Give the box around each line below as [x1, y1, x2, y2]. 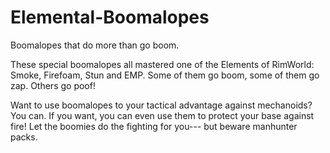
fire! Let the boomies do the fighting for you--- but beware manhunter [10, 120, 298, 132]
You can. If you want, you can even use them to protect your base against [10, 109, 315, 121]
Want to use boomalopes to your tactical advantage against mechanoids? [10, 99, 313, 111]
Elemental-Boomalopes [10, 6, 210, 29]
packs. [10, 131, 38, 143]
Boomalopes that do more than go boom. [10, 39, 180, 51]
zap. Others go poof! [10, 79, 96, 91]
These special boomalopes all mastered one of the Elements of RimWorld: [10, 58, 315, 70]
